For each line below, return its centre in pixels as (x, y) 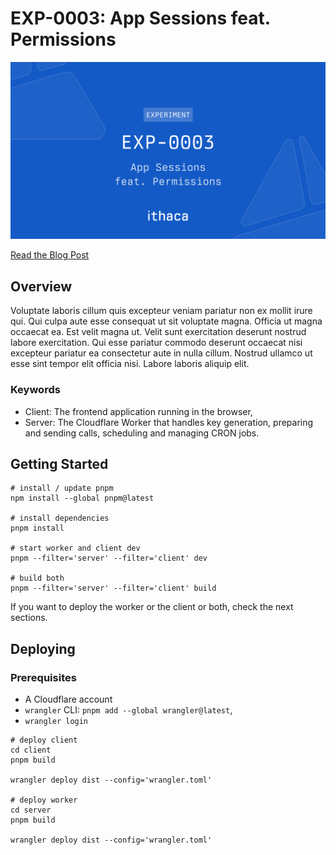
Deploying (43, 648)
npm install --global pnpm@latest (82, 498)
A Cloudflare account (68, 699)
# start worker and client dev (75, 548)
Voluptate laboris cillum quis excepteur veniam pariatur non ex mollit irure (161, 311)
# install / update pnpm (62, 488)
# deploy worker (44, 800)
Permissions (63, 39)
